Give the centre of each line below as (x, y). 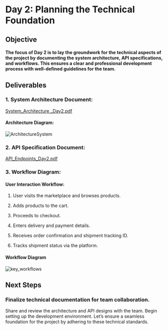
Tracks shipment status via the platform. (55, 246)
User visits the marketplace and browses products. (67, 196)
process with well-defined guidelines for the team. (61, 69)
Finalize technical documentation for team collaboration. (78, 300)
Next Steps (23, 285)
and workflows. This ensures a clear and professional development (79, 63)
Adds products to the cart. (41, 206)
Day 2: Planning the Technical (70, 10)
